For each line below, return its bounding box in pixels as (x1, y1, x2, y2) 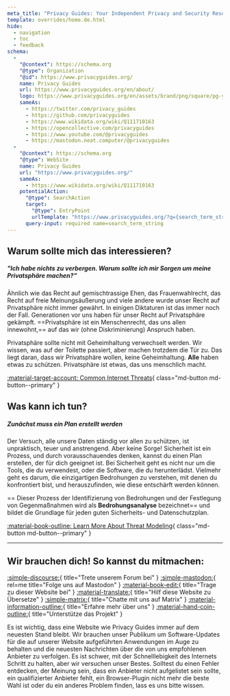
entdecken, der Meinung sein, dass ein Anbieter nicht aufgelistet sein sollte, (7, 667, 221, 675)
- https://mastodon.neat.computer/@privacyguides (25, 138, 170, 144)
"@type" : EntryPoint (31, 207, 90, 214)
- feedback (13, 42, 44, 49)
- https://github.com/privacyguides (25, 112, 130, 118)
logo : (19, 93, 36, 100)
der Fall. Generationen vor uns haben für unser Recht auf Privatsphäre (7, 311, 205, 319)
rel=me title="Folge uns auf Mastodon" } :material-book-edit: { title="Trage (7, 581, 217, 589)
